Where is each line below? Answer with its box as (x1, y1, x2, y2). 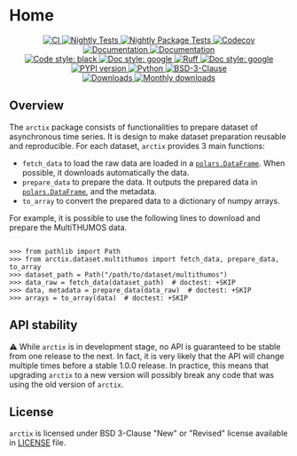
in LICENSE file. (9, 437, 66, 448)
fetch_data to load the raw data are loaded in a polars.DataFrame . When (21, 157, 285, 169)
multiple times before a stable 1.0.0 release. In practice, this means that (9, 360, 269, 371)
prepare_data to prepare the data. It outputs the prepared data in (21, 177, 258, 187)
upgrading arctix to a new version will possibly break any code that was (9, 369, 275, 380)
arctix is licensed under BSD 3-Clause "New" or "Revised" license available (9, 428, 288, 439)
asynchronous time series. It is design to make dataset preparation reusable (9, 130, 286, 142)
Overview (9, 98, 65, 114)
